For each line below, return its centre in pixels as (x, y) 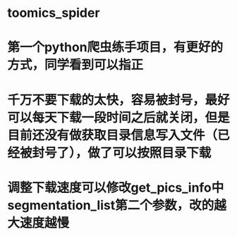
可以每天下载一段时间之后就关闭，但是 (119, 117)
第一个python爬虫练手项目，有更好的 (115, 48)
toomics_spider (54, 13)
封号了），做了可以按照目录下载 (122, 153)
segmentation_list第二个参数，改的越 (117, 205)
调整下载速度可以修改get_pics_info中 (116, 187)
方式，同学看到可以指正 (75, 65)
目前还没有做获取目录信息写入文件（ (113, 135)
